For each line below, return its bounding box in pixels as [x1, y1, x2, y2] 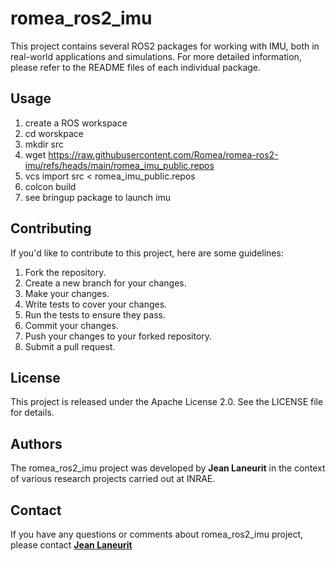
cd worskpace [24, 127, 84, 139]
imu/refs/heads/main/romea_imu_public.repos [24, 159, 215, 171]
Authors [10, 435, 63, 452]
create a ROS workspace [24, 117, 128, 129]
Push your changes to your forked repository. [24, 330, 213, 342]
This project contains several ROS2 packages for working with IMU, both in [10, 40, 320, 52]
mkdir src [24, 138, 65, 150]
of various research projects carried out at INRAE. [10, 473, 216, 485]
